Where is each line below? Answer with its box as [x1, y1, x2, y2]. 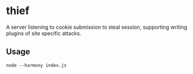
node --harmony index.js [6, 62, 67, 68]
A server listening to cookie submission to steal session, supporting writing [6, 23, 188, 31]
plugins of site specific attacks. [6, 29, 82, 36]
